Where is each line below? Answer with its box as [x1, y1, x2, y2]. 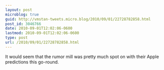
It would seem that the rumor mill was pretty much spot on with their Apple [5, 53, 159, 59]
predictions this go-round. [5, 58, 59, 65]
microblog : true [5, 12, 39, 17]
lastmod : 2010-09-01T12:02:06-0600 [5, 30, 79, 35]
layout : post [5, 7, 32, 12]
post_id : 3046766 [5, 21, 41, 26]
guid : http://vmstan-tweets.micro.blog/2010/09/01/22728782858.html [5, 16, 151, 21]
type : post [5, 35, 28, 40]
